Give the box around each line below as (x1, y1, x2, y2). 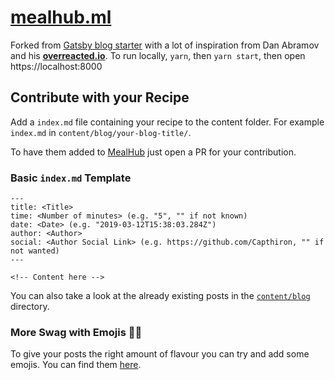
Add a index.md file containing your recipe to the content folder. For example (10, 116, 325, 128)
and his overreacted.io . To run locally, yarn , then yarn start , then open (10, 49, 306, 61)
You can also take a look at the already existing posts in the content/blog (10, 290, 311, 302)
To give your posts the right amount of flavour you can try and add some (10, 348, 310, 360)
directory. (10, 301, 50, 313)
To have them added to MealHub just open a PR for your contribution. (10, 146, 297, 158)
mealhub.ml (10, 6, 112, 29)
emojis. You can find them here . (10, 359, 142, 371)
